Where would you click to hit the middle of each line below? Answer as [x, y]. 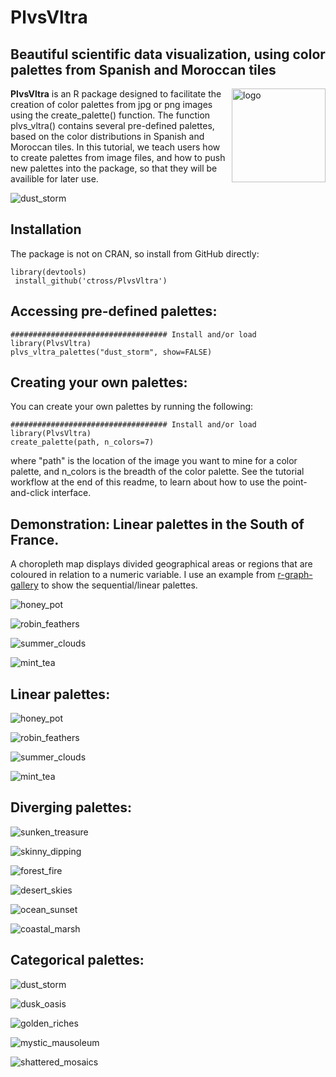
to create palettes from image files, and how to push [118, 157]
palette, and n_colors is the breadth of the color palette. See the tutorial [157, 472]
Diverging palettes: [71, 807]
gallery [24, 585]
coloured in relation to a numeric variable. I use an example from [143, 575]
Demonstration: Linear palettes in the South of [157, 524]
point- [295, 482]
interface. [71, 493]
